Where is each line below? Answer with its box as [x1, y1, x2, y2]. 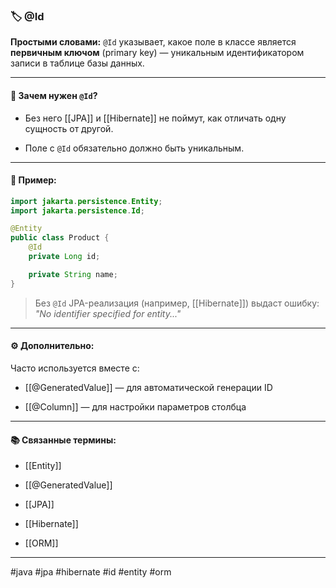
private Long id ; [28, 252, 101, 262]
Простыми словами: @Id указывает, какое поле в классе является [10, 36, 297, 48]
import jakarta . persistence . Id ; [10, 205, 145, 216]
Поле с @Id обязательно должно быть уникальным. [24, 142, 245, 154]
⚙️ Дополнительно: [10, 340, 95, 352]
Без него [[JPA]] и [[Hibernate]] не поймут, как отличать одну [24, 112, 287, 124]
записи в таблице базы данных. [10, 57, 145, 69]
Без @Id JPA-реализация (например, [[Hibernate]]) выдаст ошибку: [34, 297, 320, 309]
